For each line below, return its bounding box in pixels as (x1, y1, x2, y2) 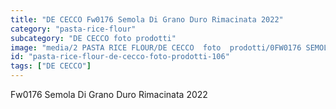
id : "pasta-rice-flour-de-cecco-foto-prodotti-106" (10, 52, 230, 62)
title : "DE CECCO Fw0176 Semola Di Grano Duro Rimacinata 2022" (10, 14, 284, 25)
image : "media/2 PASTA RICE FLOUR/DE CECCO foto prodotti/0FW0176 (10, 42, 302, 53)
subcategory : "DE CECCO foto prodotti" (10, 33, 177, 43)
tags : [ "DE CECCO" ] (10, 61, 92, 71)
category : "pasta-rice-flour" (10, 24, 137, 34)
